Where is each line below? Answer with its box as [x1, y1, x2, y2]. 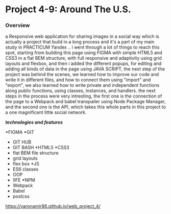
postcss [12, 193, 30, 200]
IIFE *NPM [12, 177, 36, 183]
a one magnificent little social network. [5, 109, 87, 115]
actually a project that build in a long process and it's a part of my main [5, 39, 155, 45]
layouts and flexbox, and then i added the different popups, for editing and [5, 60, 162, 67]
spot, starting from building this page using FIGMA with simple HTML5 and [5, 50, 162, 56]
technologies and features [5, 119, 63, 126]
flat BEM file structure [12, 150, 59, 156]
